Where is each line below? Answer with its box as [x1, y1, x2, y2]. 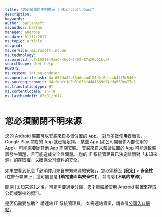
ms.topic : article [5, 39, 42, 44]
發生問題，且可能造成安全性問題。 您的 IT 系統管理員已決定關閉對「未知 [9, 151, 153, 157]
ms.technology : [5, 52, 36, 58]
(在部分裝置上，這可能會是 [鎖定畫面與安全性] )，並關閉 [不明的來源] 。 [5, 174, 145, 179]
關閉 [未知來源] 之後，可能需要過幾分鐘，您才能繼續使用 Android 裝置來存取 [5, 184, 157, 190]
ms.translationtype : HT [5, 84, 54, 89]
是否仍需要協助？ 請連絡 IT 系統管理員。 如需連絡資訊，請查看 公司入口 [5, 200, 146, 206]
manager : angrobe [5, 30, 40, 35]
